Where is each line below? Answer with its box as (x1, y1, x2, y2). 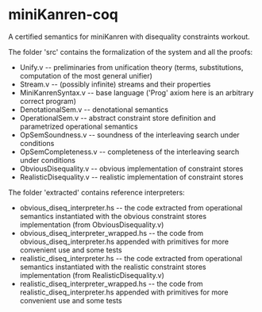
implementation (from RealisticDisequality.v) (19, 270, 165, 279)
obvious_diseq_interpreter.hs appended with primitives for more (19, 237, 229, 246)
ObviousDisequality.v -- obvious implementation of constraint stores (19, 164, 244, 173)
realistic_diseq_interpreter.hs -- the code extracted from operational (19, 253, 243, 263)
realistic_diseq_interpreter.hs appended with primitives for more (19, 287, 229, 297)
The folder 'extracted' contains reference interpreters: (8, 187, 185, 197)
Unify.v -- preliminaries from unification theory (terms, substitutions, (19, 62, 244, 72)
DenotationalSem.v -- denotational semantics (19, 105, 169, 114)
